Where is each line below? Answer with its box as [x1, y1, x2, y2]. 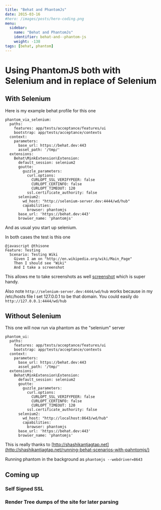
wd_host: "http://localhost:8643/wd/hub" [23, 416, 109, 421]
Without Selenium [5, 312, 61, 320]
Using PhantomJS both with [5, 65, 121, 76]
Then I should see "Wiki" [14, 260, 67, 265]
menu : [5, 21, 16, 26]
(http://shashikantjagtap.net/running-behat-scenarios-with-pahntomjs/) [5, 447, 150, 453]
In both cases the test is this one [5, 234, 71, 240]
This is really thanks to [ [5, 442, 53, 448]
